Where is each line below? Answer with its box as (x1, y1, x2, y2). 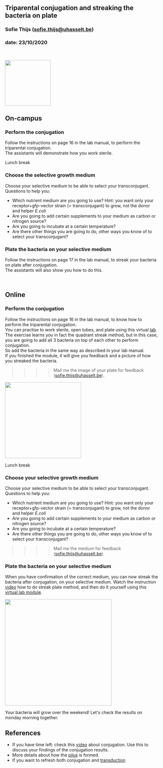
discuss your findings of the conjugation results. (12, 747, 109, 752)
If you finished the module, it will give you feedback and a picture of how (5, 352, 151, 358)
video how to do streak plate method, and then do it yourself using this (5, 584, 147, 590)
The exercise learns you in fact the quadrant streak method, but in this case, (5, 332, 158, 338)
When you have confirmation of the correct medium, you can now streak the (5, 574, 158, 580)
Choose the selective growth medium (5, 172, 96, 179)
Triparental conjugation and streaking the (5, 4, 134, 12)
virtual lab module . (5, 589, 42, 595)
